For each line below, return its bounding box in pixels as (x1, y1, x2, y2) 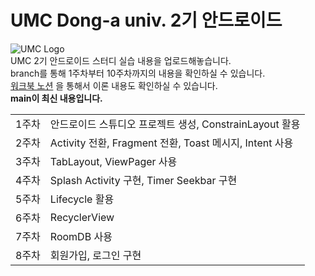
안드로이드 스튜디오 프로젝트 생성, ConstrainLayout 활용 (49, 117, 301, 131)
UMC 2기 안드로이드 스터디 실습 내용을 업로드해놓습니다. (10, 54, 232, 66)
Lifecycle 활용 (49, 192, 115, 206)
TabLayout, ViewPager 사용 (49, 154, 178, 168)
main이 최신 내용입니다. (10, 92, 103, 104)
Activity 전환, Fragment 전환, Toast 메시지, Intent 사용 (49, 136, 294, 150)
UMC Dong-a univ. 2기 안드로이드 (10, 9, 283, 32)
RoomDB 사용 (49, 229, 113, 243)
